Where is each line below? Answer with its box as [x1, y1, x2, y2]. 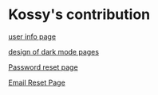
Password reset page [8, 62, 78, 72]
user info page [8, 32, 57, 41]
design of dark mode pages [8, 47, 100, 56]
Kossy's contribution [8, 6, 150, 24]
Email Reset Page [8, 78, 65, 87]
